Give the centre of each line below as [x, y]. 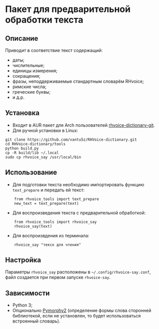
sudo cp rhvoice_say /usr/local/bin [43, 157]
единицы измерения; [35, 71]
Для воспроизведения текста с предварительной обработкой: [79, 213]
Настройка [23, 260]
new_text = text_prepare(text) [47, 203]
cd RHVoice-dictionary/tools [35, 144]
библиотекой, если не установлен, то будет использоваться [77, 316]
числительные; [28, 65]
